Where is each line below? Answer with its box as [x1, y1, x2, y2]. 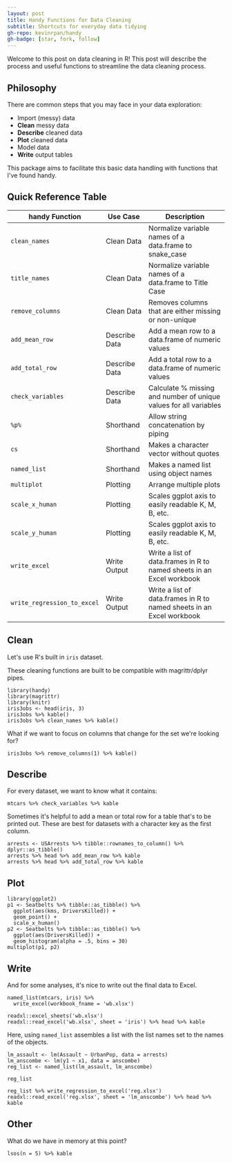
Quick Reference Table [7, 191, 107, 203]
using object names [148, 468, 213, 478]
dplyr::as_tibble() [7, 847, 64, 854]
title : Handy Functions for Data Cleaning [7, 17, 131, 23]
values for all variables [148, 400, 222, 410]
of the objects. [7, 1038, 48, 1046]
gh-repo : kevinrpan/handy [7, 29, 81, 37]
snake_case [148, 249, 187, 259]
